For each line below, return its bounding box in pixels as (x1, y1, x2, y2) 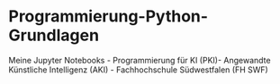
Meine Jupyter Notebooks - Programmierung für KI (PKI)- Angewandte (8, 55, 271, 65)
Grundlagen (8, 25, 100, 46)
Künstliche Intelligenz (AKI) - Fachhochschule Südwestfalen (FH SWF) (8, 64, 269, 75)
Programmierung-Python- (8, 6, 209, 27)
